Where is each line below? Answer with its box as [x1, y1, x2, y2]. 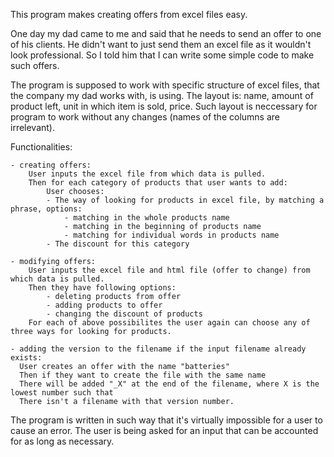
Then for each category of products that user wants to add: [28, 178, 288, 188]
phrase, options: [10, 204, 83, 214]
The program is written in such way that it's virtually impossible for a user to [10, 414, 323, 426]
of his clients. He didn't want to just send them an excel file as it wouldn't [10, 39, 312, 50]
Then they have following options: [28, 283, 177, 293]
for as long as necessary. [10, 435, 115, 447]
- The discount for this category [46, 239, 190, 249]
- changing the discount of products [46, 309, 203, 319]
